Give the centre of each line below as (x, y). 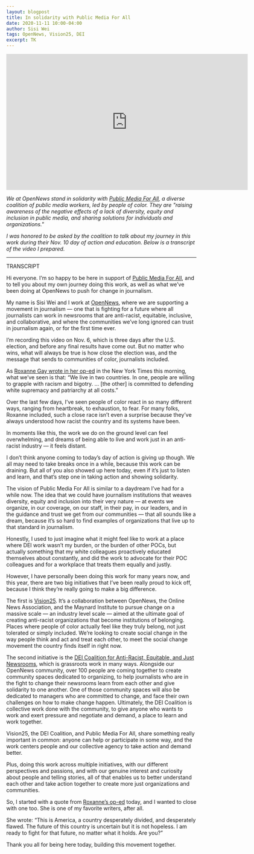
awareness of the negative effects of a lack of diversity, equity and (90, 211)
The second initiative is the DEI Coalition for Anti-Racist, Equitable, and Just (100, 657)
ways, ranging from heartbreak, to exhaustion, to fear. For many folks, (93, 408)
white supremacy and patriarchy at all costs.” (62, 390)
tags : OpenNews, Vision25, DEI (46, 34)
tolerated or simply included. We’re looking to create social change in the (97, 633)
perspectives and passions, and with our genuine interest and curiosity (94, 771)
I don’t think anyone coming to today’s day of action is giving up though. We (100, 458)
